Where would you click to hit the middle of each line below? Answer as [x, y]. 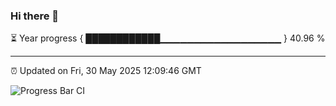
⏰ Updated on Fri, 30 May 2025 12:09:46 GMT [106, 71]
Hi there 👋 [35, 16]
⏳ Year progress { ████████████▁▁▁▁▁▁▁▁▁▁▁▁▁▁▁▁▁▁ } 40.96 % [168, 38]
